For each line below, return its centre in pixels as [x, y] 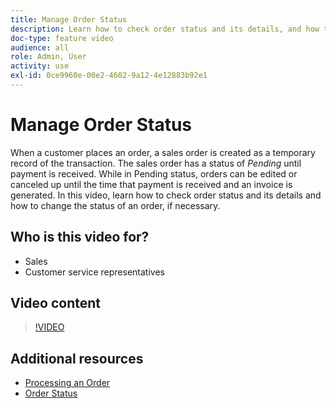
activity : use [40, 66]
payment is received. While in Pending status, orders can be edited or [154, 173]
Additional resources [77, 358]
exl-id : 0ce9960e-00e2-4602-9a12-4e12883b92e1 [109, 76]
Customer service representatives [94, 272]
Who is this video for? [80, 237]
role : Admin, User [48, 57]
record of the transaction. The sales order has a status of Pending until [156, 163]
